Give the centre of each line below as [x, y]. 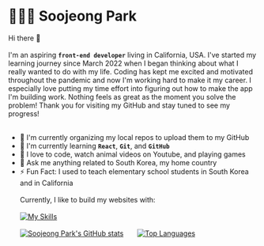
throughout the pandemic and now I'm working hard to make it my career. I [130, 80]
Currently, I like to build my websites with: [87, 199]
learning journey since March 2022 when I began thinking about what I [123, 63]
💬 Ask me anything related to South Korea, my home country [118, 162]
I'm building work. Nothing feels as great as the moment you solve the [122, 97]
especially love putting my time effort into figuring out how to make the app [130, 88]
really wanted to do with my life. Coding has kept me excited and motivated [131, 71]
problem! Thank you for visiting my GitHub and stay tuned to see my [119, 105]
